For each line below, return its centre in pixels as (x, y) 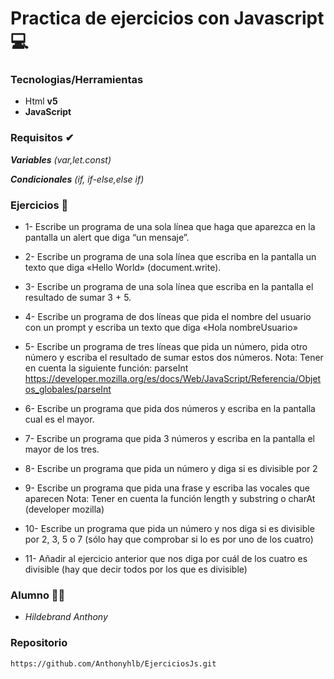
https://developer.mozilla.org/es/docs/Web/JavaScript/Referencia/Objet (173, 379)
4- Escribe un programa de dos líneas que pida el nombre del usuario (168, 317)
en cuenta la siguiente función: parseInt (106, 368)
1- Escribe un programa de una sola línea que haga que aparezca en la (170, 227)
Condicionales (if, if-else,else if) (77, 179)
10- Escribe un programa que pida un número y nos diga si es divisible (169, 529)
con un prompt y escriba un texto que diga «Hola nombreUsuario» (161, 328)
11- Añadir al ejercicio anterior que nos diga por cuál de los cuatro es (166, 559)
